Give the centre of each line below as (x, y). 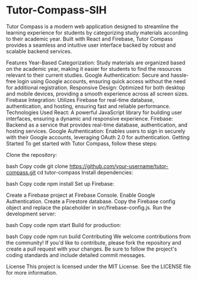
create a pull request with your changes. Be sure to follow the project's (91, 249)
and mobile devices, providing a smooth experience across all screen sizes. (97, 94)
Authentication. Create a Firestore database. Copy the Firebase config (91, 201)
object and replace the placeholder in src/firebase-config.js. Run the (89, 207)
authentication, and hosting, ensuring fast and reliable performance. (88, 106)
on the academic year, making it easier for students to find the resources (94, 68)
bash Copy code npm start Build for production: (64, 225)
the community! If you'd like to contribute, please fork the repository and (94, 242)
